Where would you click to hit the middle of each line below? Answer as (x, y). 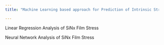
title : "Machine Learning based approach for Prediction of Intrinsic (78, 10)
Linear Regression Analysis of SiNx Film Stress (52, 28)
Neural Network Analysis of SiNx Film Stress (50, 37)
